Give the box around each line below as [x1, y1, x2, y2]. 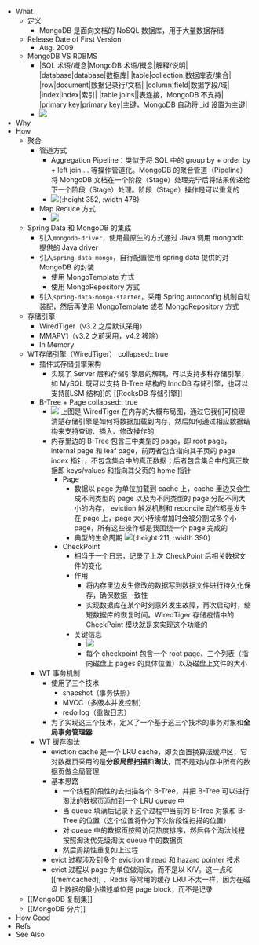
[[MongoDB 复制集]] [27, 895, 93, 903]
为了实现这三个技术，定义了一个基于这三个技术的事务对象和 [50, 718, 244, 727]
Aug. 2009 [38, 43, 74, 52]
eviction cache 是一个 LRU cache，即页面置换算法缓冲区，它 [50, 747, 247, 756]
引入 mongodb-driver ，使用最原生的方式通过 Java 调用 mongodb [38, 233, 244, 242]
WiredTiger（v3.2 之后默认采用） [38, 321, 147, 331]
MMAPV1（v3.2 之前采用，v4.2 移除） [38, 331, 163, 340]
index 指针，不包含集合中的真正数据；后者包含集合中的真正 [50, 456, 243, 465]
